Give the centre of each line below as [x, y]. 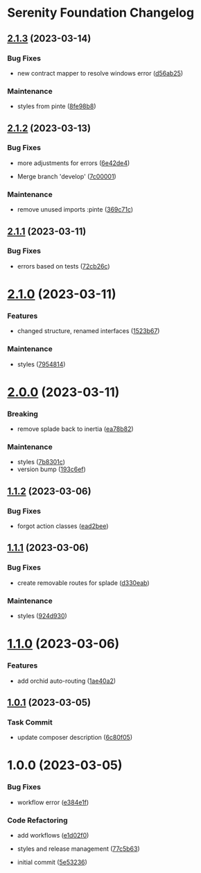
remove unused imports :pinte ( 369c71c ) [75, 210]
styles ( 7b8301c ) [41, 462]
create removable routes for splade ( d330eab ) [84, 583]
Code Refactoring [37, 820]
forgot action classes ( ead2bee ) [63, 526]
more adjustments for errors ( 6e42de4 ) [73, 163]
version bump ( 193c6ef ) [52, 469]
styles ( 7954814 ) [41, 364]
